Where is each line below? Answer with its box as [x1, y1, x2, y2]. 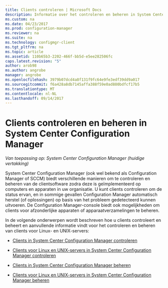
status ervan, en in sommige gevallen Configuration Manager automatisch [5, 191, 157, 198]
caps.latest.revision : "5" [5, 59, 61, 64]
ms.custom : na [5, 17, 35, 22]
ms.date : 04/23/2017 [5, 21, 48, 27]
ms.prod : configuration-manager [5, 26, 72, 31]
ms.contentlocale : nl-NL [5, 91, 57, 96]
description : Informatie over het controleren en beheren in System [5, 12, 151, 17]
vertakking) [5, 161, 29, 167]
